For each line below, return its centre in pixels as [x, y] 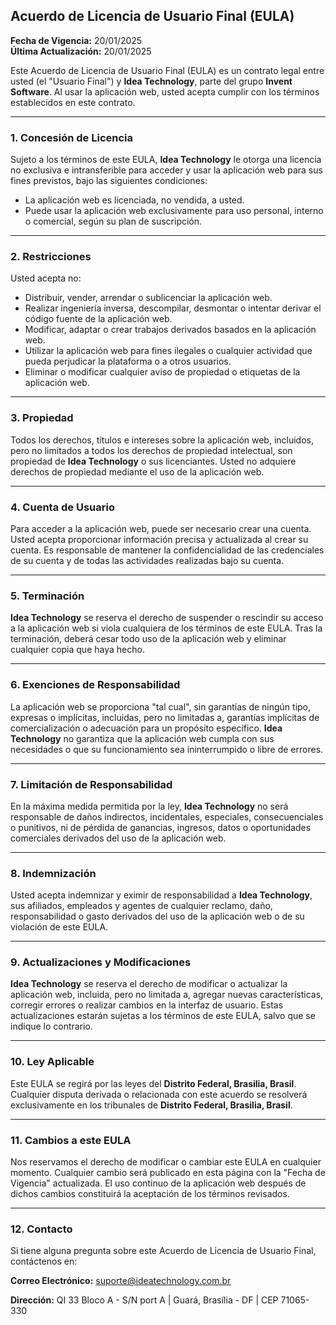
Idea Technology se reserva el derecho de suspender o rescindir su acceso [167, 618]
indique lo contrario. [51, 1026]
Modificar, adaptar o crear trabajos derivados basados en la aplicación [170, 330]
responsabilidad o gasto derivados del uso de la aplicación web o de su [157, 916]
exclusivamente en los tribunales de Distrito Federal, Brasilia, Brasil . [151, 1105]
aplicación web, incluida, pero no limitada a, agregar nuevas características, [167, 995]
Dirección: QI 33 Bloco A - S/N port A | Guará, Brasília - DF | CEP [144, 1300]
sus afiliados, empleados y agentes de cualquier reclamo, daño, [141, 906]
